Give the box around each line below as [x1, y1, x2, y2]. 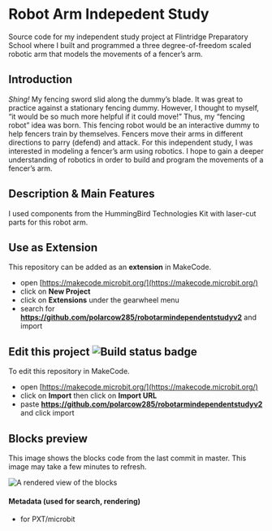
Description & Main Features [8, 187, 155, 201]
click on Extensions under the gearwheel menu [19, 295, 180, 305]
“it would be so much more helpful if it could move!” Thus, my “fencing [8, 111, 245, 121]
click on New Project [19, 286, 91, 297]
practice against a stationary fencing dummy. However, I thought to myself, [8, 102, 260, 112]
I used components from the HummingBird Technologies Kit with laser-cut [8, 208, 257, 218]
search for [19, 304, 55, 314]
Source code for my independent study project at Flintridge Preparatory [8, 32, 249, 41]
